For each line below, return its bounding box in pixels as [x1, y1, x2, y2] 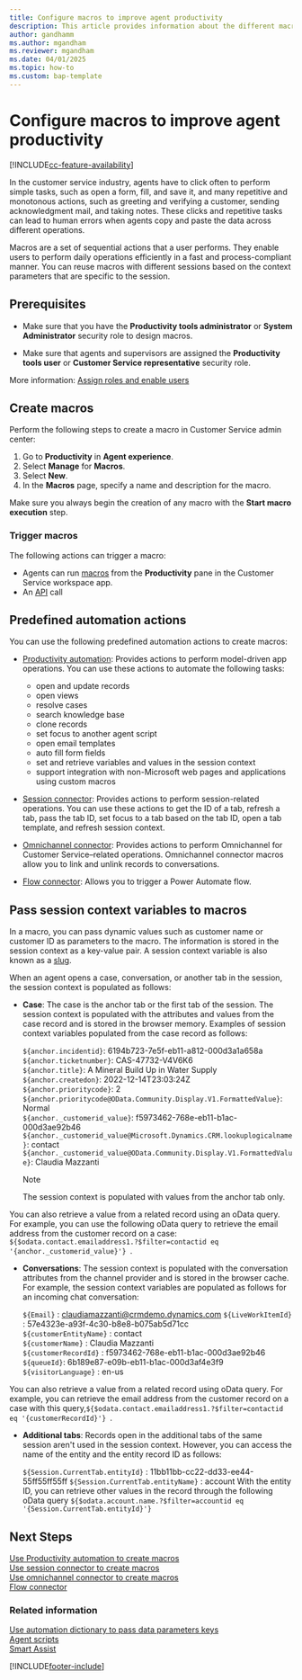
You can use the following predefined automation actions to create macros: [9, 636, 288, 648]
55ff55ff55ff [22, 1476, 68, 1487]
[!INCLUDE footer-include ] [9, 1661, 105, 1672]
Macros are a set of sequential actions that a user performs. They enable [9, 242, 280, 253]
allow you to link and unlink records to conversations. [22, 859, 220, 870]
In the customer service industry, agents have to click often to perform [9, 176, 271, 187]
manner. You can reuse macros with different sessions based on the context [9, 261, 291, 272]
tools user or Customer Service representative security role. [22, 357, 252, 368]
